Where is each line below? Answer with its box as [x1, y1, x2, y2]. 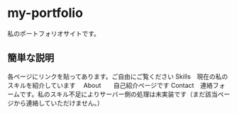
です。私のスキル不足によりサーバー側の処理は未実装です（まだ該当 [19, 90, 218, 98]
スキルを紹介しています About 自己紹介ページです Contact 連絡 [7, 81, 213, 89]
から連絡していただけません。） [13, 98, 104, 107]
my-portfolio [7, 5, 84, 21]
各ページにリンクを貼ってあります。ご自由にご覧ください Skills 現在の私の [7, 72, 228, 81]
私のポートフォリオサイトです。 [7, 29, 101, 38]
